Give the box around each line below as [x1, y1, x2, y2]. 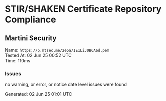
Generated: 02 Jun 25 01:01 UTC [5, 91, 72, 97]
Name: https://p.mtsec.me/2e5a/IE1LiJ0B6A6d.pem [5, 47, 110, 53]
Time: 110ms [5, 58, 31, 63]
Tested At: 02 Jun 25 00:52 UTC [5, 52, 72, 58]
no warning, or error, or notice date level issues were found [5, 81, 127, 88]
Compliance [5, 14, 56, 25]
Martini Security [5, 34, 57, 42]
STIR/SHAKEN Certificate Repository [5, 3, 162, 15]
